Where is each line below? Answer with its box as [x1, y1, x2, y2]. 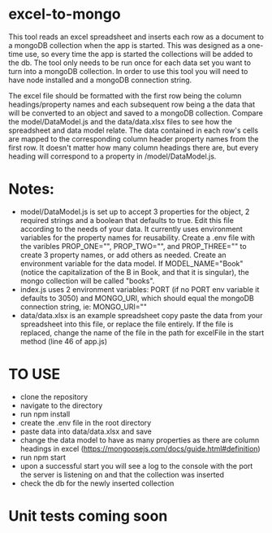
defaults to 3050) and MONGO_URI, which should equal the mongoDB [19, 293, 254, 303]
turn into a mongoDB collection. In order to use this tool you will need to [8, 66, 248, 76]
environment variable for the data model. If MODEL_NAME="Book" [19, 258, 244, 269]
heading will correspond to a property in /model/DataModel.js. [8, 151, 217, 161]
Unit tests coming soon [8, 507, 168, 525]
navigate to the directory [19, 400, 103, 410]
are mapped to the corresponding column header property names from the [8, 133, 259, 143]
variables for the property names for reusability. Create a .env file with [19, 233, 256, 242]
